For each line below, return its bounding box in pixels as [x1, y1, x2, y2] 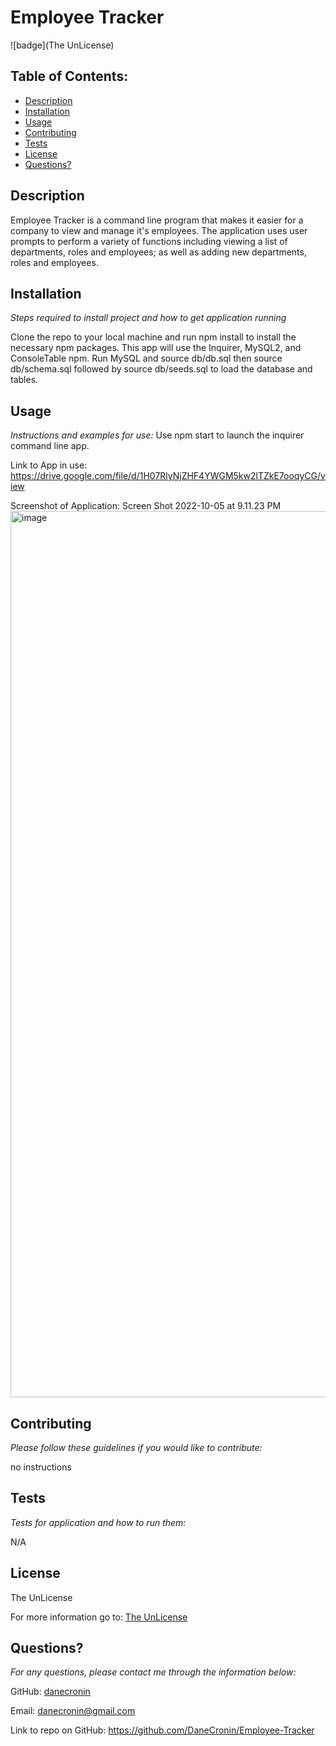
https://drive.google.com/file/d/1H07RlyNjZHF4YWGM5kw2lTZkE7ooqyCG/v [10, 470, 326, 482]
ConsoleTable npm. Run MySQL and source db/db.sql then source [10, 352, 283, 365]
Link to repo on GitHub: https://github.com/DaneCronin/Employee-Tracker [10, 1724, 315, 1736]
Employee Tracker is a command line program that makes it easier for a [10, 214, 304, 226]
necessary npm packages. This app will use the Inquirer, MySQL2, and [10, 342, 302, 354]
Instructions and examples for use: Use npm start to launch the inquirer [10, 429, 305, 441]
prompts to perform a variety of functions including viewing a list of [10, 235, 288, 247]
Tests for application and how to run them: [10, 1516, 187, 1528]
